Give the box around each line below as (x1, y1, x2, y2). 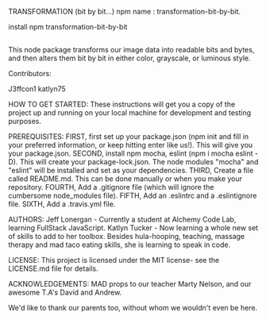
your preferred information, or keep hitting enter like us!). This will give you (8, 141, 253, 150)
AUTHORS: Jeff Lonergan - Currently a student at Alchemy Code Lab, (8, 214, 237, 225)
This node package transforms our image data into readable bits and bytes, (8, 45, 255, 55)
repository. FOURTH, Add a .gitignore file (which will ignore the (8, 183, 214, 192)
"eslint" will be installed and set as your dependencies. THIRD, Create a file (8, 166, 254, 175)
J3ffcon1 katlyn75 (8, 84, 66, 94)
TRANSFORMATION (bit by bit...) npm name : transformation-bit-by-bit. (8, 7, 241, 16)
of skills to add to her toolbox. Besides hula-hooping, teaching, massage (8, 232, 245, 241)
